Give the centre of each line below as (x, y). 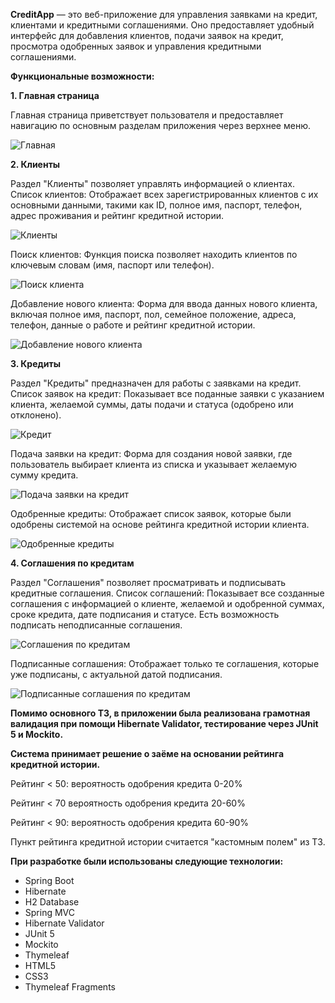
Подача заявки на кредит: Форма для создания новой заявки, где (151, 453)
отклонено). (36, 415)
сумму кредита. (44, 475)
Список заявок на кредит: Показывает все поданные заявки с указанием (167, 393)
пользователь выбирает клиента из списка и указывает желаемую (154, 464)
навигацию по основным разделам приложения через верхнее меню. (160, 125)
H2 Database (52, 902)
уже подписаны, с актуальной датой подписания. (116, 674)
